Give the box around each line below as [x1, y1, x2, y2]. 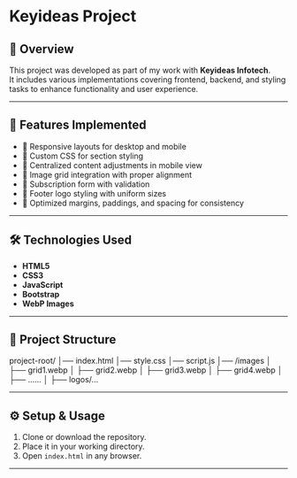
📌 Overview [9, 42, 74, 57]
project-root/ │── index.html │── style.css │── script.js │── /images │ [9, 356, 271, 366]
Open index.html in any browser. [21, 451, 142, 461]
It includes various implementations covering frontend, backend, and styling [9, 74, 286, 85]
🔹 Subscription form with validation [21, 179, 150, 189]
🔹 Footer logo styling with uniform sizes [21, 188, 166, 198]
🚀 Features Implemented [9, 118, 147, 133]
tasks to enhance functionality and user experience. [9, 84, 199, 94]
